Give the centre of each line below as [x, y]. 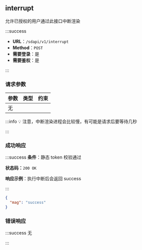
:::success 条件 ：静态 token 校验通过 [43, 157]
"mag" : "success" [28, 203]
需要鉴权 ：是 [26, 60]
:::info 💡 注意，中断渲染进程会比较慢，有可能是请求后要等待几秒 [71, 121]
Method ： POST [28, 48]
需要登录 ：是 [26, 54]
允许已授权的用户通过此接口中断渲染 [43, 21]
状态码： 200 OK [21, 168]
